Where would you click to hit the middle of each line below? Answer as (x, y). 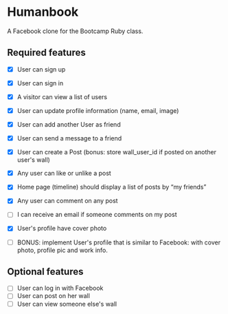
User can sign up (41, 69)
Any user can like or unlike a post (64, 174)
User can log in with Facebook (60, 288)
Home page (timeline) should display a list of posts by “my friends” (112, 187)
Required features (46, 53)
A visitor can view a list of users (62, 96)
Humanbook (43, 12)
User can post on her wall (54, 296)
